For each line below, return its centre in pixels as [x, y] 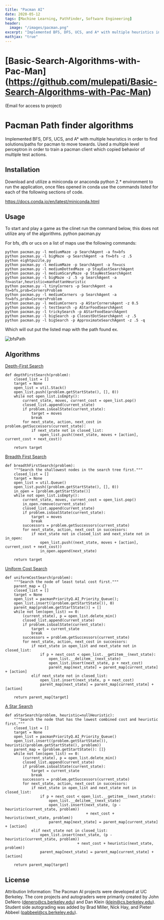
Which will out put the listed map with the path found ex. [62, 330]
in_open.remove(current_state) [54, 504]
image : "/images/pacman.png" [39, 28]
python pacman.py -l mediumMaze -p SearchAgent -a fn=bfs [65, 252]
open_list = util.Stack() [40, 388]
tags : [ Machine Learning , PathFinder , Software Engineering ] [69, 19]
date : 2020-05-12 [23, 14]
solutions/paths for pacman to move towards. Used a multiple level [72, 144]
